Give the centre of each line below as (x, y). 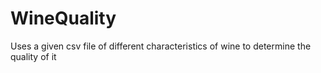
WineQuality (63, 18)
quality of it (33, 56)
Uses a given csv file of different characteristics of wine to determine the (161, 46)
